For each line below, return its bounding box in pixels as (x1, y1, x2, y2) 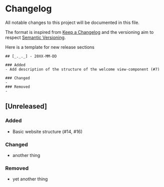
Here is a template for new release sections (5, 44, 95, 50)
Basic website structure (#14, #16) (12, 128, 82, 135)
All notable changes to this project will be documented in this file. (5, 19, 140, 25)
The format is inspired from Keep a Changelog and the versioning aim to (5, 29, 154, 35)
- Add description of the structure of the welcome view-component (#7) (5, 67, 160, 72)
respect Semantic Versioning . (5, 34, 66, 40)
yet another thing (12, 176, 48, 182)
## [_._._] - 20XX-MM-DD (5, 53, 57, 59)
